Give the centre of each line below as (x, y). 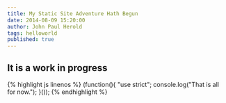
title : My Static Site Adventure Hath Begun (73, 14)
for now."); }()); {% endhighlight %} (57, 92)
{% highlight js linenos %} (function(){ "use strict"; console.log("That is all (113, 84)
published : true (31, 40)
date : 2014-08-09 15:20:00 (46, 20)
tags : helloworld (32, 33)
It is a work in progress (57, 68)
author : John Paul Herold (45, 26)
